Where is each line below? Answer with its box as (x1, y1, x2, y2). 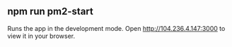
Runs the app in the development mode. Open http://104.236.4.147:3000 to (7, 24, 226, 32)
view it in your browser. (7, 32, 76, 40)
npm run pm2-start (7, 6, 93, 18)
